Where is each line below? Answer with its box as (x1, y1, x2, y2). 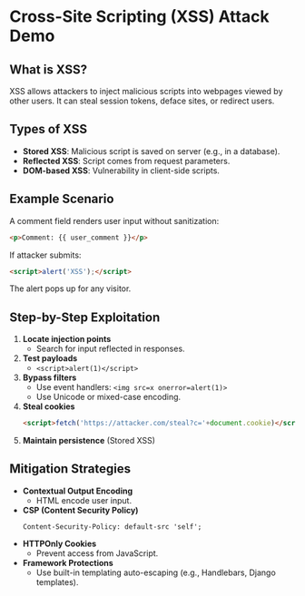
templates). (35, 576, 79, 587)
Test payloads (22, 353, 78, 364)
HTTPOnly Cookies (22, 538, 97, 549)
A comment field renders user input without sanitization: (9, 215, 220, 226)
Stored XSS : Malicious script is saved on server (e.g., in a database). (22, 145, 280, 156)
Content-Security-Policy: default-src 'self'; (22, 522, 202, 532)
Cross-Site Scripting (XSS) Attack (9, 6, 270, 27)
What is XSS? (9, 62, 88, 77)
